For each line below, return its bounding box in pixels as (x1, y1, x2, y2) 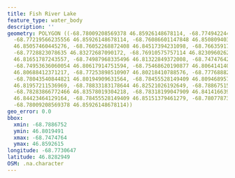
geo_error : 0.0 (7, 108, 52, 115)
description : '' (7, 23, 55, 30)
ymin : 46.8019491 (13, 128, 64, 135)
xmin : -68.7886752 (13, 121, 68, 128)
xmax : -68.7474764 (13, 134, 68, 141)
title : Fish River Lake (7, 10, 77, 18)
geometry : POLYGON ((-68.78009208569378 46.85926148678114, (7, 29, 187, 37)
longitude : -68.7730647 (7, 147, 77, 154)
